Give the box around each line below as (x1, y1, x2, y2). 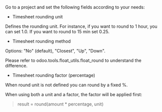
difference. (5, 63, 28, 68)
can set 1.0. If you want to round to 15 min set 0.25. (5, 29, 110, 34)
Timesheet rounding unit (12, 14, 63, 19)
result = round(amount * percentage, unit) (17, 101, 104, 107)
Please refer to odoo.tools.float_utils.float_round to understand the (5, 57, 142, 63)
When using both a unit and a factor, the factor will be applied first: (5, 92, 143, 97)
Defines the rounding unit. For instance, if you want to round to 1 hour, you (5, 23, 158, 29)
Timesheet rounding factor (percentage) (12, 72, 96, 78)
